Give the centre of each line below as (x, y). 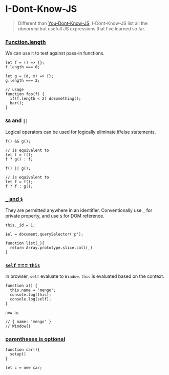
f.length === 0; (23, 67)
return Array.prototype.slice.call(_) (51, 247)
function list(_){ (25, 243)
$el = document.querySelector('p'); (44, 234)
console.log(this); (31, 295)
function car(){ (23, 350)
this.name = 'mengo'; (33, 290)
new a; (12, 313)
